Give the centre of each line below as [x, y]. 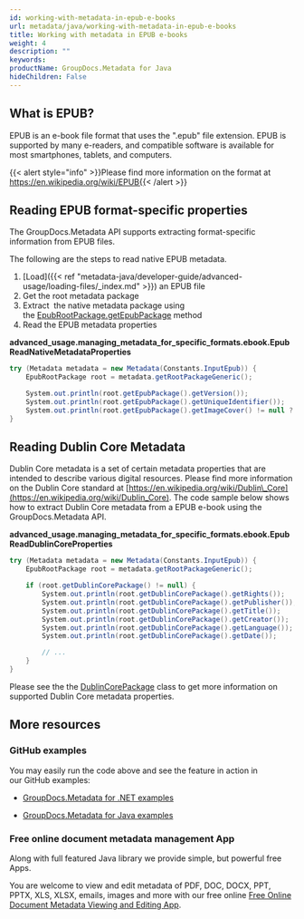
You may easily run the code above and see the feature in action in [133, 770]
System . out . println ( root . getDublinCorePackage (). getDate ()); [160, 636]
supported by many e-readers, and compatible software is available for [142, 145]
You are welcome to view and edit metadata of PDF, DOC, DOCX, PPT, [140, 885]
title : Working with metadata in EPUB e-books [99, 34]
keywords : [28, 60]
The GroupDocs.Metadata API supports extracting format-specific [133, 232]
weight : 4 [28, 43]
